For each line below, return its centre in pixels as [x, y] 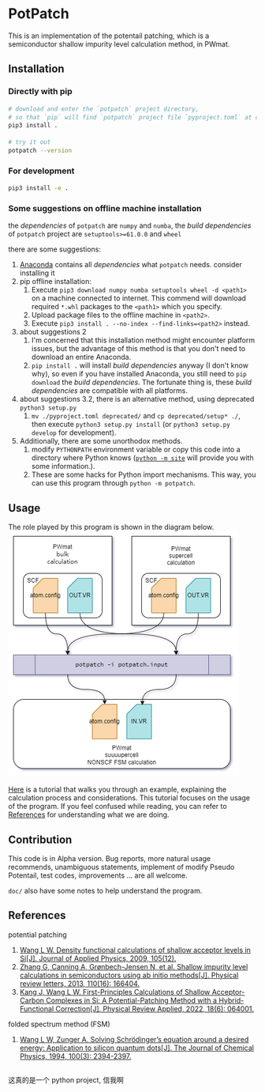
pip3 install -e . [38, 188]
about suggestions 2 [53, 332]
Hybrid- [231, 1000]
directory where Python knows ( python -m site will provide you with [142, 458]
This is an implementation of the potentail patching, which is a [109, 36]
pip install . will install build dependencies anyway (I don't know [140, 365]
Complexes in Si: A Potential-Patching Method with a [132, 1000]
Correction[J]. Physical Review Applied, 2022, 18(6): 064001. [155, 1008]
